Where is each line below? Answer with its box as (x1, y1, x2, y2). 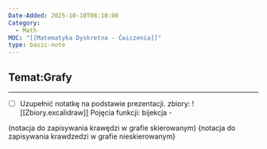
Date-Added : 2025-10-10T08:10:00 (8, 11, 119, 20)
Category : (8, 19, 41, 27)
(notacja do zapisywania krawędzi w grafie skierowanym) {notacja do (8, 124, 236, 132)
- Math (15, 26, 37, 34)
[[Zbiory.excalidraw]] (19, 108, 89, 117)
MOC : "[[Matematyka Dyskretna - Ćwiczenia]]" (8, 33, 161, 42)
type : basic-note (8, 41, 66, 49)
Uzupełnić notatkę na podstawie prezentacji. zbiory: (19, 98, 191, 108)
